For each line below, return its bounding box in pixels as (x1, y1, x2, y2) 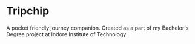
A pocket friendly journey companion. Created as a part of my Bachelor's (6, 24, 189, 31)
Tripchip (6, 4, 50, 18)
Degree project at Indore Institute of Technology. (6, 30, 128, 37)
